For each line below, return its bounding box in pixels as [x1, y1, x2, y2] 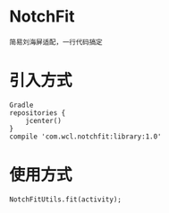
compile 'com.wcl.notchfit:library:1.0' [9, 132, 163, 141]
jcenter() [25, 116, 63, 125]
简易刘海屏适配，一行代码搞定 [9, 38, 103, 47]
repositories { [9, 108, 66, 118]
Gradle [9, 101, 34, 110]
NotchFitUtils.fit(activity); [9, 195, 123, 204]
